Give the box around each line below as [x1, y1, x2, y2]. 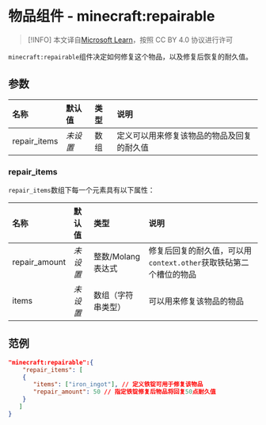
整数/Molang [93, 251, 141, 262]
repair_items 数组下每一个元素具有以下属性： [8, 186, 155, 195]
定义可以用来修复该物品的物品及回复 [116, 130, 252, 141]
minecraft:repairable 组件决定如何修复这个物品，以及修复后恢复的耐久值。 [8, 52, 253, 61]
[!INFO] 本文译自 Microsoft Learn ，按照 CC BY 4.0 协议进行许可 [27, 35, 234, 44]
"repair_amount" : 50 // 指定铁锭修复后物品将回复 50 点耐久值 [32, 388, 216, 396]
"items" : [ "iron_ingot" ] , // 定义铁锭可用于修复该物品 [32, 381, 203, 389]
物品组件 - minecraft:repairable [8, 7, 215, 25]
